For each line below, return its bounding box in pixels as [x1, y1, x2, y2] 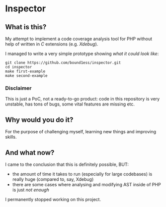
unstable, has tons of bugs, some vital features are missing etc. [5, 101, 135, 107]
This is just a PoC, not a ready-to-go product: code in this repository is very [5, 96, 160, 102]
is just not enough [12, 187, 50, 193]
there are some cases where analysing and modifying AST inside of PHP [12, 181, 161, 187]
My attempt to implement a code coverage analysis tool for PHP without [5, 36, 153, 42]
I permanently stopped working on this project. [5, 196, 101, 202]
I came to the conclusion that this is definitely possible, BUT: [5, 161, 129, 167]
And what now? [5, 148, 55, 156]
